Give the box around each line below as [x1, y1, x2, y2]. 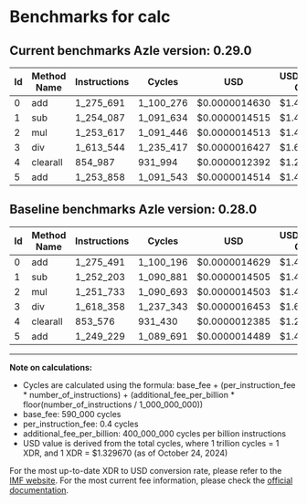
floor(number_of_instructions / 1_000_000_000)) [22, 399, 204, 410]
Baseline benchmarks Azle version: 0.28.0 [9, 202, 258, 217]
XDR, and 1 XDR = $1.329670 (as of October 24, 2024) [22, 447, 228, 458]
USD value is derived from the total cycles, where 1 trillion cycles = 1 [22, 437, 280, 448]
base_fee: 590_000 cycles [22, 408, 122, 419]
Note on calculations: [9, 362, 93, 373]
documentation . [9, 484, 69, 495]
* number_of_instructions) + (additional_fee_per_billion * [22, 389, 235, 400]
